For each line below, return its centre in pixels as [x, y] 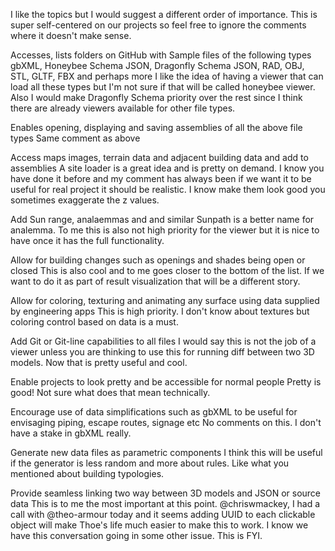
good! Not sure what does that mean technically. [110, 392]
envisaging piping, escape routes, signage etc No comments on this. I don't [166, 422]
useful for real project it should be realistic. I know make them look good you [168, 189]
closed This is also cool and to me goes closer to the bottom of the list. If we [167, 270]
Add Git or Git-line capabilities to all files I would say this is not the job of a [163, 341]
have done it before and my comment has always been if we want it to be [161, 178]
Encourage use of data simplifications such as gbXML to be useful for [154, 412]
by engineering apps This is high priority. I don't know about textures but [160, 311]
